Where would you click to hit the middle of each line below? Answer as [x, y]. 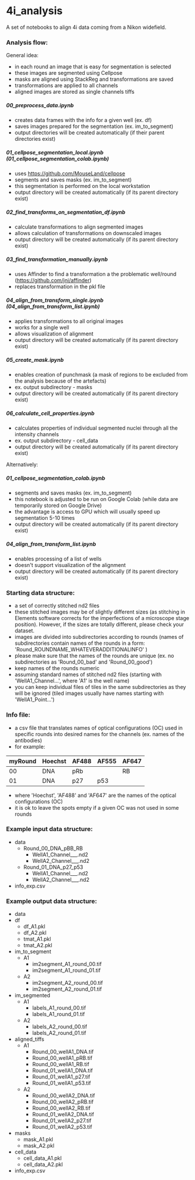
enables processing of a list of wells [58, 559]
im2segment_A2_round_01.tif [67, 989]
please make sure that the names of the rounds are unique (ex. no [94, 656]
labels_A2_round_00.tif [60, 1027]
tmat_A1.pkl [37, 939]
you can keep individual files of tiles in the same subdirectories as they [100, 687]
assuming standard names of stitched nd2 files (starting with [88, 675]
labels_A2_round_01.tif [59, 1033]
